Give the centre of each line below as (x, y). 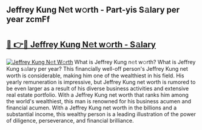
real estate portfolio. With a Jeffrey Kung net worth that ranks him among (98, 95)
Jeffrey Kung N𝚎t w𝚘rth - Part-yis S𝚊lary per (93, 10)
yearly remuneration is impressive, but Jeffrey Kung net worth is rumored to (101, 82)
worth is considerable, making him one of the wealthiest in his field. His (95, 76)
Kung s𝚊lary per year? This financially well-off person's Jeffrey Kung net (97, 69)
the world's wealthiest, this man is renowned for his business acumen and (99, 101)
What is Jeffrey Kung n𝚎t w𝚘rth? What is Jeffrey (135, 62)
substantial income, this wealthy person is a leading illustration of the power (101, 114)
